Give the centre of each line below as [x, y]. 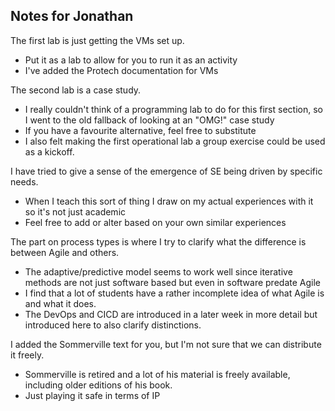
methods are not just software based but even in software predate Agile [172, 282]
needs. [24, 181]
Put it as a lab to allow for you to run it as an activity [131, 60]
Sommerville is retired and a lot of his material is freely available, [157, 374]
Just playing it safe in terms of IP [92, 395]
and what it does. [60, 303]
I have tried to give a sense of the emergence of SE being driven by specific [166, 171]
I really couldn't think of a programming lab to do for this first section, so [173, 109]
